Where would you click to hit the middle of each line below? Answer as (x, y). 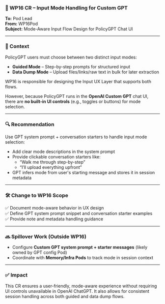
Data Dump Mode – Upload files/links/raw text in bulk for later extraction (86, 72)
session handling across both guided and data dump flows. (65, 296)
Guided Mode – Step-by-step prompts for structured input (71, 66)
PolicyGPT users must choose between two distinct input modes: (71, 57)
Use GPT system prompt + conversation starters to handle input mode (76, 137)
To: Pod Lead (19, 19)
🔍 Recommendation (30, 124)
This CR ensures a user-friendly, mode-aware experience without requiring (81, 286)
